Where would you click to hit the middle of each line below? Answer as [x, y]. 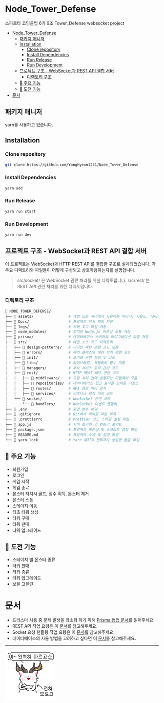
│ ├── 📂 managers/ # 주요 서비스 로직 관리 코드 [62, 368]
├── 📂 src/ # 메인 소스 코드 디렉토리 [59, 342]
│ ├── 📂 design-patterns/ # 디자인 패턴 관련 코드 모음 [62, 348]
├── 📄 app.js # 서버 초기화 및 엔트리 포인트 [63, 425]
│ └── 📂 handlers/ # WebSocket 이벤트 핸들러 [61, 404]
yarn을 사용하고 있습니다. [29, 124]
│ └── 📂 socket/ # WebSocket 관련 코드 [58, 399]
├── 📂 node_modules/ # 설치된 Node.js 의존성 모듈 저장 [68, 332]
